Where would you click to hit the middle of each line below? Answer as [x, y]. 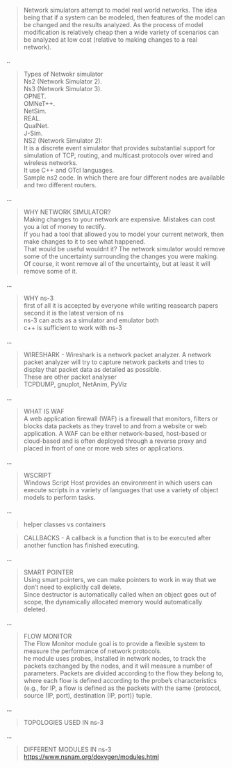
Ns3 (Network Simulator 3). [63, 89]
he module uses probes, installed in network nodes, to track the [115, 658]
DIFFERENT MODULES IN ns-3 [67, 749]
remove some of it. [50, 271]
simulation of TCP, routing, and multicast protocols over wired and [118, 155]
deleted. [35, 609]
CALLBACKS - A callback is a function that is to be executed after [117, 538]
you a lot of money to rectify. [65, 227]
